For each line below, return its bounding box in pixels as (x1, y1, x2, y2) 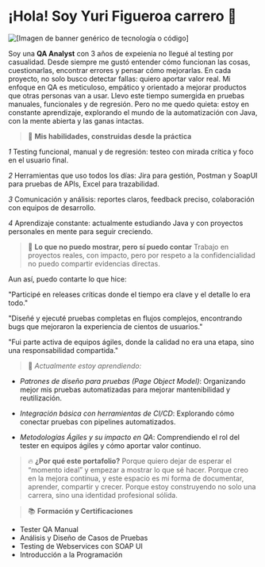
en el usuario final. (8, 155, 69, 165)
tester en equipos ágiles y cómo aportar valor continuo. (19, 440, 202, 450)
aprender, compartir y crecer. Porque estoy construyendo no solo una (27, 481, 256, 491)
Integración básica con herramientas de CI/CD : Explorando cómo (19, 408, 235, 418)
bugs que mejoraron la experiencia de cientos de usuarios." (8, 321, 203, 331)
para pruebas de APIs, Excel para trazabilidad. (8, 178, 160, 189)
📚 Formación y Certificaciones (27, 506, 133, 515)
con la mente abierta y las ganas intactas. (8, 116, 144, 125)
